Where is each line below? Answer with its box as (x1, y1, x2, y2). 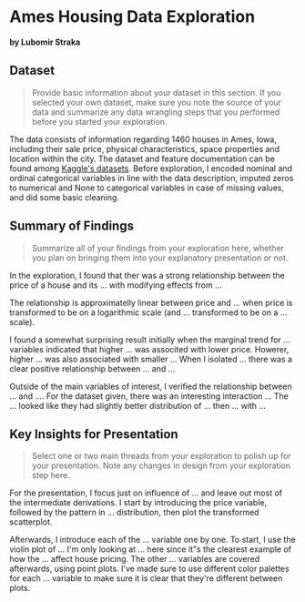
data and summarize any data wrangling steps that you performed (31, 107, 280, 117)
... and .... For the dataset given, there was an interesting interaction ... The (9, 390, 289, 402)
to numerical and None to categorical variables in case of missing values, (9, 182, 285, 193)
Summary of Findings (9, 219, 135, 234)
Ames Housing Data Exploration (9, 6, 256, 27)
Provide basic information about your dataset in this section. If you (31, 87, 281, 97)
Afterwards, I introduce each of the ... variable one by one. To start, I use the (9, 535, 296, 546)
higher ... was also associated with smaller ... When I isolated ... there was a (9, 353, 293, 364)
